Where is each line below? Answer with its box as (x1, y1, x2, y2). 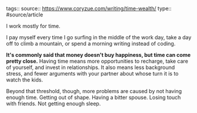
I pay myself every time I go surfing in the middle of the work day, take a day (6, 34, 192, 40)
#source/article (6, 11, 44, 18)
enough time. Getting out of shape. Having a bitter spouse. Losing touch (6, 94, 181, 101)
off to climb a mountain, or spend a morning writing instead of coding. (6, 40, 176, 47)
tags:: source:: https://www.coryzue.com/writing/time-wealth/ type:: (6, 5, 172, 12)
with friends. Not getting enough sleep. (6, 100, 101, 107)
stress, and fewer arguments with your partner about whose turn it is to (6, 70, 179, 77)
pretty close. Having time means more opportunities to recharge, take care (6, 58, 188, 64)
